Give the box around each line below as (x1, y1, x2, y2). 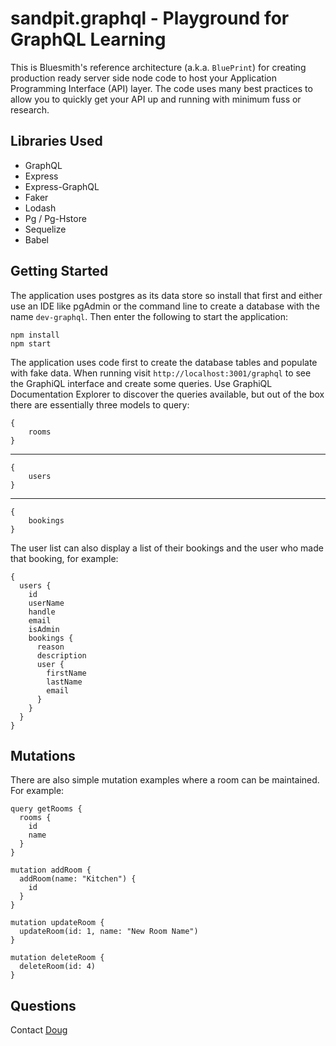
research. (10, 103, 50, 116)
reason (36, 642, 65, 652)
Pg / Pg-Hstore (24, 212, 87, 224)
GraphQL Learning (10, 28, 167, 51)
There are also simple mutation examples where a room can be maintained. (10, 774, 320, 786)
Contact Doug (10, 1024, 68, 1036)
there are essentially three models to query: (10, 398, 190, 411)
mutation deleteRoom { (10, 953, 105, 963)
